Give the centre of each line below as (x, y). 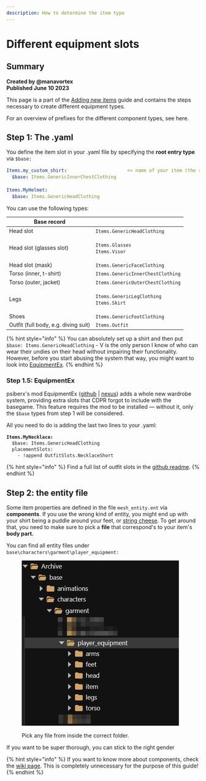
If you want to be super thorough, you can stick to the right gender (90, 747)
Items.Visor (111, 251)
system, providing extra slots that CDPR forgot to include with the (89, 400)
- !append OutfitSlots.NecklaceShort (66, 456)
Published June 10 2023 (38, 88)
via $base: (19, 159)
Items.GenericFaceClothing (130, 266)
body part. (20, 533)
